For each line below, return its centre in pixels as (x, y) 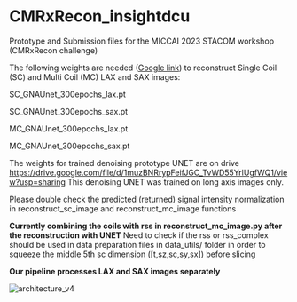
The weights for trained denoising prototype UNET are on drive (124, 163)
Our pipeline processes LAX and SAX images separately (115, 271)
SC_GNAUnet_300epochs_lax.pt (68, 94)
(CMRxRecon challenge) (54, 50)
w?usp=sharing (38, 182)
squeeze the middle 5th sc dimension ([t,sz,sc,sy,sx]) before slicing (133, 254)
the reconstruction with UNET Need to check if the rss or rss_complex (139, 235)
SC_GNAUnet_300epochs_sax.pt (69, 111)
